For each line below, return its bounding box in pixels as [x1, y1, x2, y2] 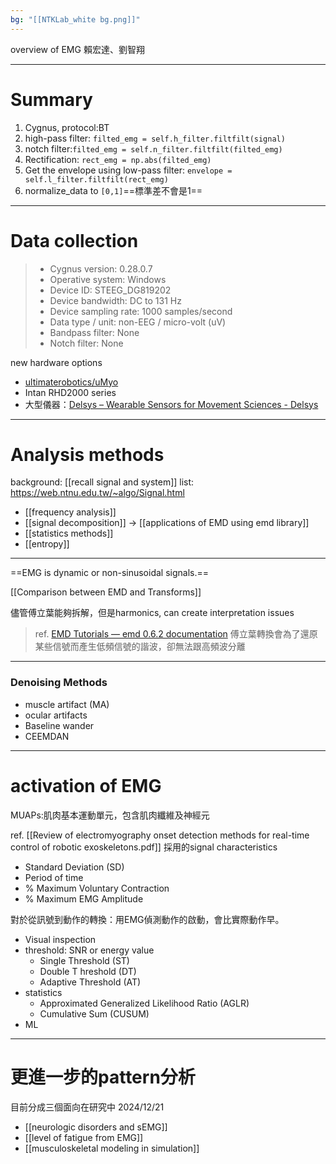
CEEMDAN [24, 730, 70, 742]
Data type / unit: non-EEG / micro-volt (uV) [49, 316, 227, 328]
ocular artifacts [24, 709, 88, 721]
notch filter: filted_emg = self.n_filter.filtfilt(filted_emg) [24, 142, 283, 155]
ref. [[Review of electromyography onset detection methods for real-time [10, 829, 310, 841]
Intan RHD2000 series [24, 386, 117, 398]
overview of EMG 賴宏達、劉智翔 [10, 43, 145, 55]
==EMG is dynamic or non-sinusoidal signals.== [10, 567, 210, 579]
